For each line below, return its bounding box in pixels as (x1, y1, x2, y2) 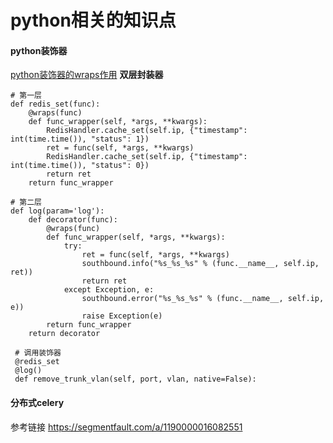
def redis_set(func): (10, 99, 101, 110)
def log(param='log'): (10, 206, 105, 216)
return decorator (28, 329, 101, 339)
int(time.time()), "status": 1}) (10, 134, 150, 145)
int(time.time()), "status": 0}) (10, 161, 150, 171)
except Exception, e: (63, 285, 155, 295)
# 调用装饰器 (14, 348, 62, 358)
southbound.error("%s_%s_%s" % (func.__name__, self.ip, (81, 294, 325, 304)
